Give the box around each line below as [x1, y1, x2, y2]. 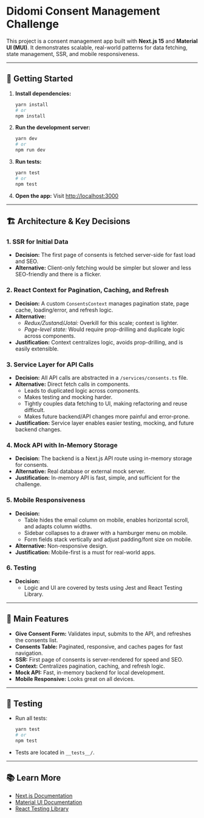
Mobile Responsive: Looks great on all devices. [15, 675, 135, 682]
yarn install [15, 102, 49, 108]
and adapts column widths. [24, 522, 92, 530]
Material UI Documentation [15, 799, 83, 806]
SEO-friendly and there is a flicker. [15, 271, 101, 278]
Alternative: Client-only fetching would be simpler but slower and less [15, 264, 191, 271]
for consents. [15, 461, 49, 469]
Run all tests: [15, 715, 47, 722]
